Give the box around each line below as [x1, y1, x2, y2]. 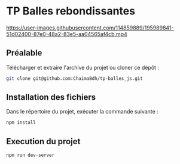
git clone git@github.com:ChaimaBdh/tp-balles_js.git [6, 75, 144, 82]
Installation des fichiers [6, 92, 96, 103]
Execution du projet [6, 136, 81, 147]
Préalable [6, 48, 42, 58]
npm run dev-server [6, 152, 55, 159]
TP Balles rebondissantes [6, 4, 136, 18]
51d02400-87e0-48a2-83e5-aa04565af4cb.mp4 [6, 30, 127, 37]
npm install [6, 120, 36, 126]
